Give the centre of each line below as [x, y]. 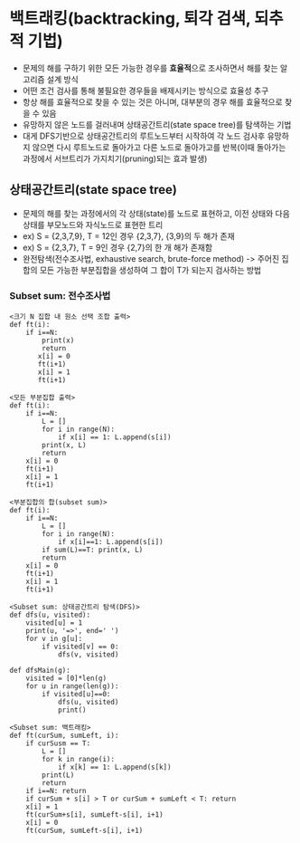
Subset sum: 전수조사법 [60, 295]
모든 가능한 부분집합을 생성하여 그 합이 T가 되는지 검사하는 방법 [150, 270]
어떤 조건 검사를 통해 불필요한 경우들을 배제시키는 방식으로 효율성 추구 [145, 91]
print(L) [58, 775]
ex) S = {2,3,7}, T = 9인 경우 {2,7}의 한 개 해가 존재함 [117, 247]
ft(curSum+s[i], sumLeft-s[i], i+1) [95, 815]
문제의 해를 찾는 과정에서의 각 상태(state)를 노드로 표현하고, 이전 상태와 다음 [156, 213]
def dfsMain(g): [40, 671]
